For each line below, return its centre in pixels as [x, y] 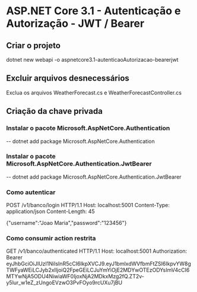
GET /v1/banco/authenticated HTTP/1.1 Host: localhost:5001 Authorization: [97, 251]
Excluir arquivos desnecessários [68, 78]
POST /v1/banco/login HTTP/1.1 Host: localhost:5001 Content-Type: [88, 205]
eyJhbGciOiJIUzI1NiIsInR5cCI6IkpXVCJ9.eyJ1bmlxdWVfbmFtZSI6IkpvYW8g [99, 264]
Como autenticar [31, 192]
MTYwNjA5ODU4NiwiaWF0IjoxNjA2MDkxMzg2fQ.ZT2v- [75, 277]
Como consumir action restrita [51, 239]
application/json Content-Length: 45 [50, 211]
